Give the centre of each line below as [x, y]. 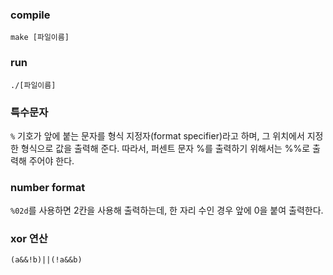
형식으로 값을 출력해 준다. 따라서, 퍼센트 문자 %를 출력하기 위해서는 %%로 [165, 148]
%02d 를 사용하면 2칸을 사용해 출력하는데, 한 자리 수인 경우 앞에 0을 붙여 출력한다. [167, 210]
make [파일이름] [40, 38]
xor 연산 [29, 239]
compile [30, 15]
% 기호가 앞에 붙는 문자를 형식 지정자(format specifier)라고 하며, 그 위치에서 [157, 135]
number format [48, 187]
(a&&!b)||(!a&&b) [46, 260]
